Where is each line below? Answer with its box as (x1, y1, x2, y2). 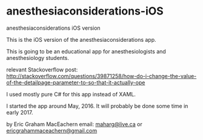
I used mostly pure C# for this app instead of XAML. (6, 90, 136, 98)
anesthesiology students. (6, 54, 70, 61)
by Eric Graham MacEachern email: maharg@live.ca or (6, 120, 142, 128)
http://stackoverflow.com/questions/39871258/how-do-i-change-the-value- (6, 72, 197, 79)
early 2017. (6, 108, 33, 116)
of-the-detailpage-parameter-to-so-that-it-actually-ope (6, 79, 145, 86)
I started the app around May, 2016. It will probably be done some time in (6, 102, 188, 110)
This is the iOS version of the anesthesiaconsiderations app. (6, 36, 156, 43)
